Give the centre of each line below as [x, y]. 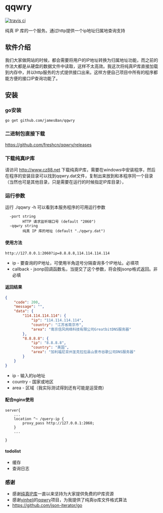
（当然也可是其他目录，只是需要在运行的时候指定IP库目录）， [66, 182]
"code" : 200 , [27, 302]
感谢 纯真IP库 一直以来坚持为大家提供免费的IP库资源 [63, 494]
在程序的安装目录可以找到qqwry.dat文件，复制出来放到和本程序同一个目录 [79, 176]
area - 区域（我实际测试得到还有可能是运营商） [59, 388]
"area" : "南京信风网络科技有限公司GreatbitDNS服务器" [81, 329]
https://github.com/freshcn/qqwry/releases [48, 145]
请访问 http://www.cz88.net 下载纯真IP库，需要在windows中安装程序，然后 [80, 170]
